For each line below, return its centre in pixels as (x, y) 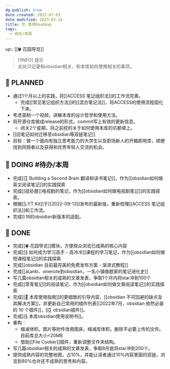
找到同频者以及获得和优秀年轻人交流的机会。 (60, 147)
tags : (11, 29)
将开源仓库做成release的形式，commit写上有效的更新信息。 (75, 121)
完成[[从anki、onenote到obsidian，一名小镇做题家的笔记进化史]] (80, 272)
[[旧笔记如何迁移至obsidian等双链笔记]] (54, 134)
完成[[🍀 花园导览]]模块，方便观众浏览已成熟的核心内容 (70, 246)
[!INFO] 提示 (31, 60)
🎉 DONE (18, 233)
